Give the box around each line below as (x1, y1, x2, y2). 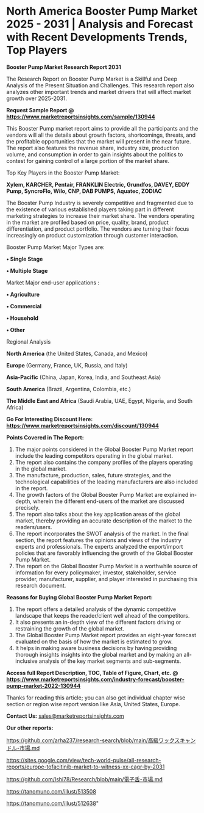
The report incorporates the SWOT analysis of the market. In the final (15, 530, 189, 537)
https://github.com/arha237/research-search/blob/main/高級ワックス (6, 737, 180, 744)
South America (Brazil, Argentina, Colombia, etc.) (6, 385, 132, 392)
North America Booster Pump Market (6, 4, 198, 18)
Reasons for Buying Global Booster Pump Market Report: (6, 593, 153, 601)
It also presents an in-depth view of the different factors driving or (15, 618, 181, 626)
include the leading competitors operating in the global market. (15, 452, 174, 459)
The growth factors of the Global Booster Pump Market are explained (15, 491, 189, 498)
